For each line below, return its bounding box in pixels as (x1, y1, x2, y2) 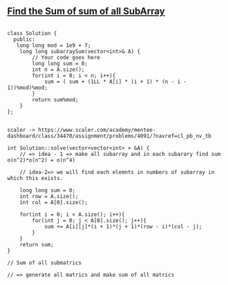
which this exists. (7, 175, 64, 181)
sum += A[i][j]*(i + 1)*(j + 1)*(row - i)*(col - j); (44, 223, 202, 230)
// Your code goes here (32, 54, 100, 61)
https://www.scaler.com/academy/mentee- (37, 126, 156, 133)
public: (13, 36, 36, 43)
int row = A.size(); (19, 193, 79, 199)
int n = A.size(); (32, 66, 85, 73)
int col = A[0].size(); (19, 199, 88, 206)
